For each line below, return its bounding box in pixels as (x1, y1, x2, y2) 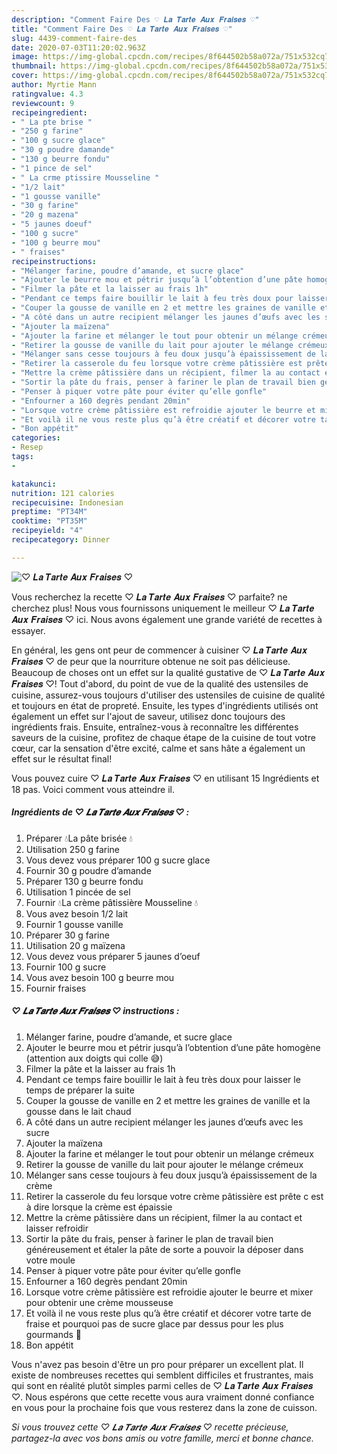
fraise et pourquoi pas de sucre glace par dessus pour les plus (25, 1317, 284, 1330)
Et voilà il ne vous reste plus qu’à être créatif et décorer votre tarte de (25, 1307, 312, 1319)
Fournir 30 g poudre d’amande (25, 864, 152, 876)
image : (11, 52, 39, 62)
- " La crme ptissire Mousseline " (11, 172, 160, 183)
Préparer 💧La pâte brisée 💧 (25, 832, 133, 844)
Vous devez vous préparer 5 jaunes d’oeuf (25, 950, 201, 962)
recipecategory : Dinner (11, 535, 111, 545)
